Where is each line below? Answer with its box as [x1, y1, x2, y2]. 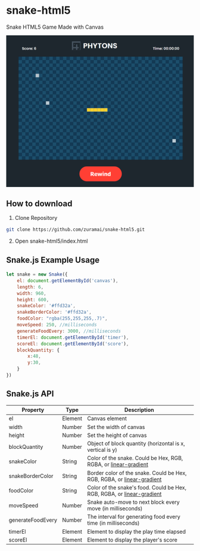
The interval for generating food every [87, 513, 180, 521]
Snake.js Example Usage [6, 255, 100, 265]
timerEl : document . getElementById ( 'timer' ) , [17, 334, 129, 341]
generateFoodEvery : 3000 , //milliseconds [17, 328, 121, 334]
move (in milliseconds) [87, 505, 143, 512]
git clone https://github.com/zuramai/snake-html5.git [6, 226, 145, 233]
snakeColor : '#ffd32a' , [17, 303, 76, 309]
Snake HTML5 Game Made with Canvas [6, 23, 104, 30]
